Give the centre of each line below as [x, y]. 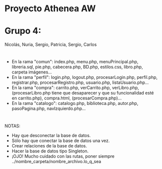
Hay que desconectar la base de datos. [51, 135]
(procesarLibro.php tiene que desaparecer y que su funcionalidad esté [83, 93]
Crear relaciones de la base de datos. [49, 145]
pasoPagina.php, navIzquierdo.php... [49, 109]
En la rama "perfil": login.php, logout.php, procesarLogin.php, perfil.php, [85, 77]
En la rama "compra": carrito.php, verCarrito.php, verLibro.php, [75, 88]
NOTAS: [12, 126]
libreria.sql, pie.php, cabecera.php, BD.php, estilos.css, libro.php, [77, 67]
